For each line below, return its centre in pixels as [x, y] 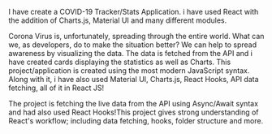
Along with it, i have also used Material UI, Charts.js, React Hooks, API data [134, 79]
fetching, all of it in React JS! [56, 88]
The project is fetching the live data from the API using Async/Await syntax [133, 104]
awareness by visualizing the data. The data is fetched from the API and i [131, 53]
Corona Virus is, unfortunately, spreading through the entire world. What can [136, 36]
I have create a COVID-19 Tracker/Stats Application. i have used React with [134, 12]
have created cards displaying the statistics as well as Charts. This [120, 62]
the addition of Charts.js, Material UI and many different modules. [118, 20]
